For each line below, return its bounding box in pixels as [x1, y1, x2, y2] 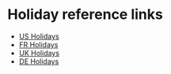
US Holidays [18, 31, 60, 41]
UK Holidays [18, 48, 60, 57]
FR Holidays [18, 39, 59, 49]
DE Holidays [18, 57, 59, 66]
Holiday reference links [7, 6, 163, 24]
